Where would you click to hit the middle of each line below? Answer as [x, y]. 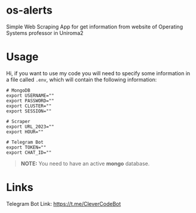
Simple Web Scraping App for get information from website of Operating [94, 27]
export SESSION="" [29, 111]
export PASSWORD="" [30, 101]
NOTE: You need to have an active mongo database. [85, 163]
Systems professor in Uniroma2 [45, 33]
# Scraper [18, 121]
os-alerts [29, 10]
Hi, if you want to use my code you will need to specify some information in [98, 73]
